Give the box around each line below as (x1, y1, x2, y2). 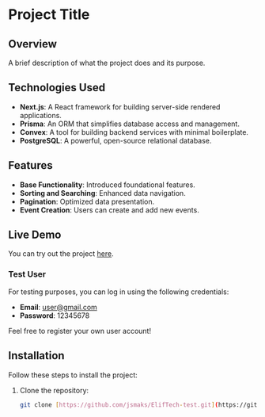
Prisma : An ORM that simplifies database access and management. (19, 119, 240, 128)
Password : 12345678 (19, 311, 90, 320)
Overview (8, 37, 58, 51)
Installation (8, 349, 65, 362)
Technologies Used (8, 81, 105, 94)
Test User (8, 269, 46, 280)
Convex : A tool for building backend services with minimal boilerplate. (19, 127, 249, 136)
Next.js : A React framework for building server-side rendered (19, 101, 221, 112)
